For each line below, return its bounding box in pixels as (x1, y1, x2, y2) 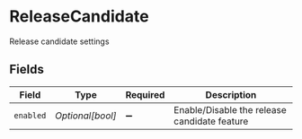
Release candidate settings (9, 36, 110, 47)
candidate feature (173, 115, 249, 127)
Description (205, 88, 257, 100)
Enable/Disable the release (173, 103, 288, 116)
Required (125, 88, 165, 100)
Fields (9, 62, 45, 77)
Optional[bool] (55, 109, 117, 122)
